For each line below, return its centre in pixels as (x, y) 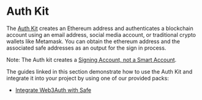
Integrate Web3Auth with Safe (53, 90)
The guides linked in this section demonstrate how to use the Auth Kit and (99, 71)
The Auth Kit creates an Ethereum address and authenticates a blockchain (100, 28)
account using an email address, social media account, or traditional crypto (101, 34)
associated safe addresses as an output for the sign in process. (86, 48)
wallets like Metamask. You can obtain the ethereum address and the (93, 41)
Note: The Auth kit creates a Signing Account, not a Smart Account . (92, 60)
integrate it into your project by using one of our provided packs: (88, 78)
